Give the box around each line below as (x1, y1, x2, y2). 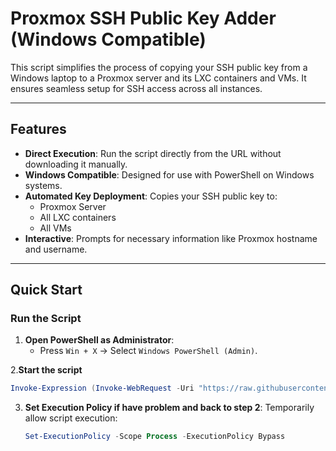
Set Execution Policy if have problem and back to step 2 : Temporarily (24, 402, 315, 414)
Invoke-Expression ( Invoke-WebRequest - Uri (10, 383, 195, 394)
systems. (24, 179, 63, 191)
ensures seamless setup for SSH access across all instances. (10, 82, 263, 94)
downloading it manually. (24, 158, 128, 170)
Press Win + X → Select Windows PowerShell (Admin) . (39, 345, 258, 357)
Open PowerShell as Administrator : (24, 334, 175, 346)
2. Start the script (10, 364, 83, 376)
